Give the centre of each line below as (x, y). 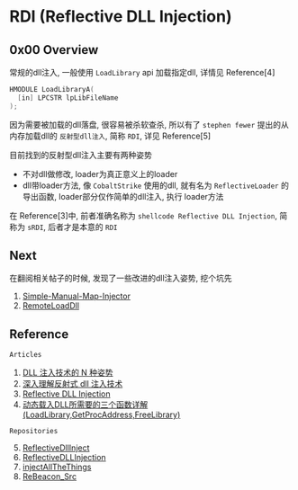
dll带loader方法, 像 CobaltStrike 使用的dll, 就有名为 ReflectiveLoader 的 (156, 185)
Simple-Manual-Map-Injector (76, 296)
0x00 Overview (54, 50)
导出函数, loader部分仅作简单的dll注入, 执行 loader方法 (123, 196)
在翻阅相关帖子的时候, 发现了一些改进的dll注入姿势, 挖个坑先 (121, 278)
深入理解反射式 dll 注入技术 (72, 384)
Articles (26, 355)
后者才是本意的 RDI (83, 227)
